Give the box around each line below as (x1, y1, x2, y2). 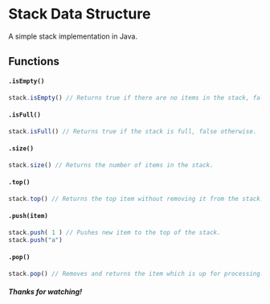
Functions (8, 55, 60, 68)
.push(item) (8, 212, 48, 220)
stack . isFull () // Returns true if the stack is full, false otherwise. (8, 127, 257, 135)
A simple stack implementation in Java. (8, 31, 138, 41)
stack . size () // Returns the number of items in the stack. (8, 161, 215, 169)
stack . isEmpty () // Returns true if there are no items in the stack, (8, 93, 250, 101)
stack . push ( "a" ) (8, 236, 63, 244)
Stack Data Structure (8, 5, 151, 23)
